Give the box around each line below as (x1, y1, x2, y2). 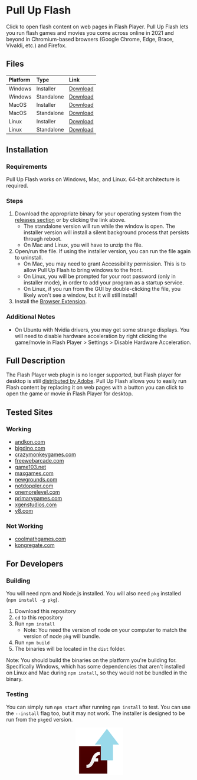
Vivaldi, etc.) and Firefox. (6, 42, 67, 49)
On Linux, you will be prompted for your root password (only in (23, 273, 176, 280)
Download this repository (14, 608, 76, 615)
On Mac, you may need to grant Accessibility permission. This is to (23, 260, 186, 267)
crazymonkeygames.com (14, 451, 77, 458)
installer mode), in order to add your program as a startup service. (23, 279, 184, 286)
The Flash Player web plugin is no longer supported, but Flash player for (6, 371, 182, 378)
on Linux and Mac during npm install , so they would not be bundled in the (6, 669, 188, 676)
